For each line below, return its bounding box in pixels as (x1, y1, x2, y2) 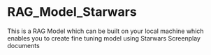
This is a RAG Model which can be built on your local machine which (7, 27, 204, 35)
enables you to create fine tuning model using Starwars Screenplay (7, 34, 201, 42)
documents (7, 41, 40, 49)
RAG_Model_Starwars (7, 4, 138, 20)
